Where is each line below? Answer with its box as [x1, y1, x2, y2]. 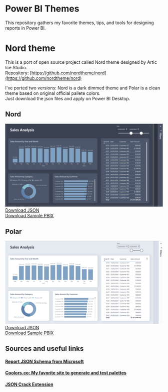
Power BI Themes [5, 3, 79, 15]
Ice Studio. [5, 64, 27, 70]
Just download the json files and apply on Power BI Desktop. [5, 95, 130, 101]
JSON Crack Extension [5, 381, 53, 387]
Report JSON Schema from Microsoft [5, 358, 84, 364]
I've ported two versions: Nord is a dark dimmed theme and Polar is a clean [5, 85, 160, 91]
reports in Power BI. [5, 25, 46, 31]
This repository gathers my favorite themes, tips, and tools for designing [5, 20, 154, 26]
